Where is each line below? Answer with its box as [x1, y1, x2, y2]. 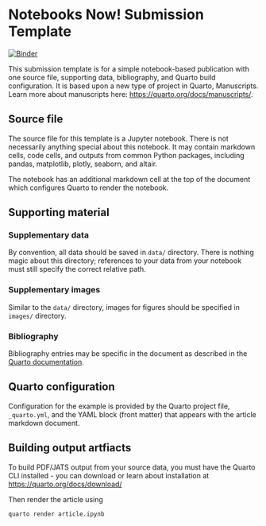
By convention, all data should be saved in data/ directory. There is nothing [8, 248, 254, 257]
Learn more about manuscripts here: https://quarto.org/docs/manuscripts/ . [8, 89, 253, 99]
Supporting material [8, 206, 110, 219]
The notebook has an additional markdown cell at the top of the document [8, 174, 251, 184]
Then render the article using [8, 494, 103, 504]
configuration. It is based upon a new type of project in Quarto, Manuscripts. [8, 81, 259, 91]
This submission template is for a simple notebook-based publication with [8, 64, 250, 73]
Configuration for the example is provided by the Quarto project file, [8, 401, 230, 411]
